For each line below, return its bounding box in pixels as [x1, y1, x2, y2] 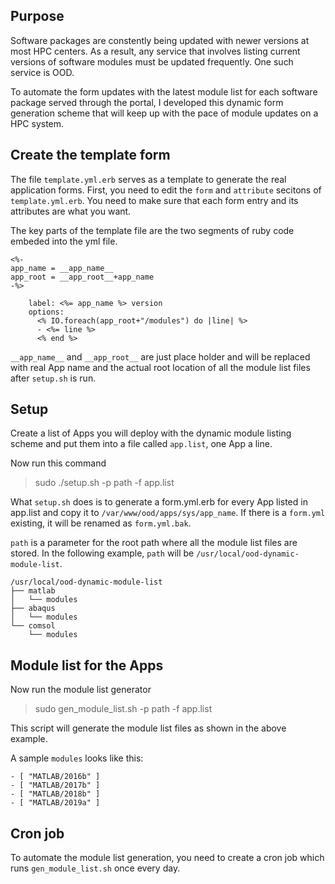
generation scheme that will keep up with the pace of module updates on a [10, 107, 319, 119]
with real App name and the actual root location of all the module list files [10, 361, 311, 373]
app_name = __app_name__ [10, 263, 114, 273]
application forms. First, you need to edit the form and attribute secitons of [10, 184, 322, 196]
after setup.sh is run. [10, 372, 97, 384]
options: [28, 307, 65, 317]
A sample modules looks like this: [10, 752, 144, 764]
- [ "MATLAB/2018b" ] [10, 789, 101, 799]
